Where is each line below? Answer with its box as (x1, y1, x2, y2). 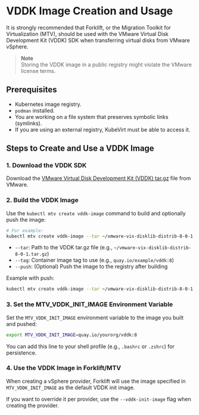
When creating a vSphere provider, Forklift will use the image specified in (6, 377, 186, 385)
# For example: (6, 227, 44, 234)
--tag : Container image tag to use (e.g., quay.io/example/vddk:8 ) (14, 257, 175, 264)
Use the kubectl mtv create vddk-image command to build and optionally (6, 209, 186, 216)
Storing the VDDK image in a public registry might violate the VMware (20, 61, 192, 68)
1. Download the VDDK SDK (6, 161, 87, 170)
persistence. (6, 349, 37, 356)
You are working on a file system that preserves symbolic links (14, 113, 169, 120)
